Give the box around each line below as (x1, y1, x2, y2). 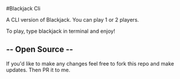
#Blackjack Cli (6, 5, 41, 12)
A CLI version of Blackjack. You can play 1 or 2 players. (6, 16, 139, 23)
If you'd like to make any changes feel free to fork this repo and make (6, 60, 175, 67)
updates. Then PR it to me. (6, 66, 71, 73)
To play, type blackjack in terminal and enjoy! (6, 28, 116, 35)
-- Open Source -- (6, 44, 74, 54)
